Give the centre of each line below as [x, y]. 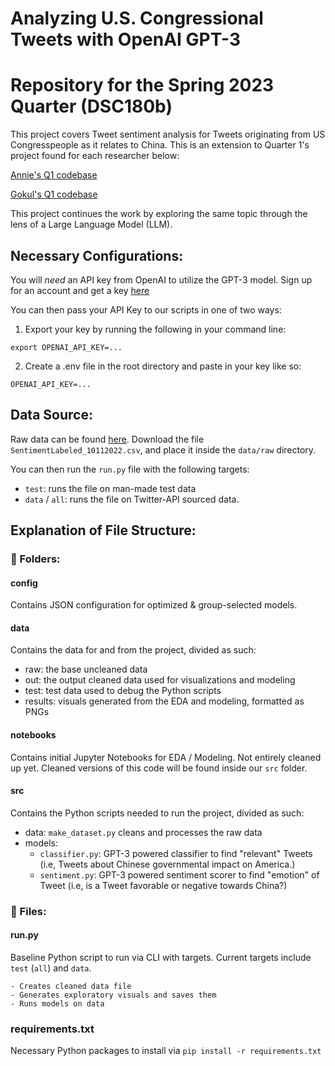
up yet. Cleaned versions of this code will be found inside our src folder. [159, 768]
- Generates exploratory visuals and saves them [113, 995]
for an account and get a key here [80, 290]
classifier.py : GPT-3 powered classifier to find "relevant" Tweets [176, 853]
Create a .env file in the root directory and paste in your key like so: [163, 366]
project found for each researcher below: [95, 156]
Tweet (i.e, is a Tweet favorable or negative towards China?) [163, 885]
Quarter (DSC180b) [91, 106]
